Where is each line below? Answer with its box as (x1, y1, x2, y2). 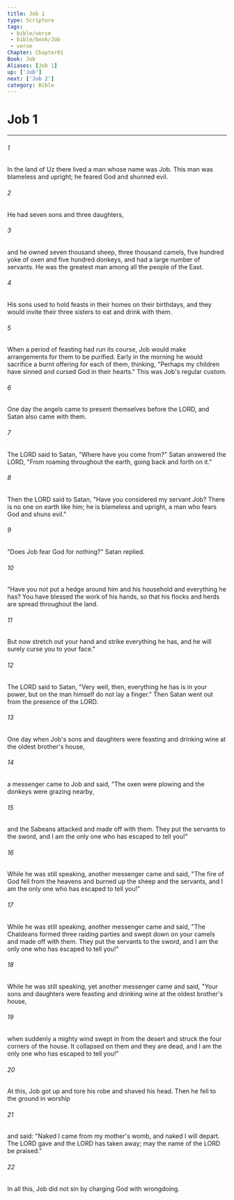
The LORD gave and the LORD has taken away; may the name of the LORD (7, 1139, 221, 1148)
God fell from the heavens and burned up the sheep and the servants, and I (7, 877, 224, 886)
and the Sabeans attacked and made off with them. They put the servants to (7, 825, 226, 834)
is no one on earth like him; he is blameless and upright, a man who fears (7, 502, 217, 511)
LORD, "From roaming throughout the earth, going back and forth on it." (7, 458, 212, 466)
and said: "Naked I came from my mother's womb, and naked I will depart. (7, 1132, 220, 1141)
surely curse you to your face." (7, 645, 96, 653)
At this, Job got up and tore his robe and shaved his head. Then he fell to (7, 1087, 217, 1095)
